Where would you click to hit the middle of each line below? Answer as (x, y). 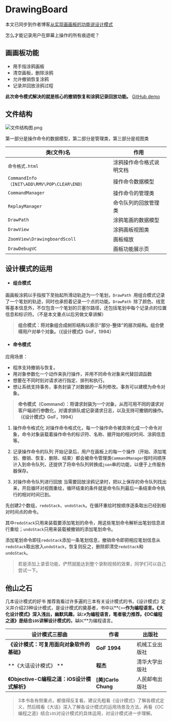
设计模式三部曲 (49, 635)
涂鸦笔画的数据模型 (136, 220)
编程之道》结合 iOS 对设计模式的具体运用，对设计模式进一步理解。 (86, 713)
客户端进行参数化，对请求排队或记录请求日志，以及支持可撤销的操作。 (92, 411)
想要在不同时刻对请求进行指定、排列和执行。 (60, 380)
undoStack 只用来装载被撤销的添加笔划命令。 (70, 529)
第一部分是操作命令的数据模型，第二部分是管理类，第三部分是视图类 (77, 138)
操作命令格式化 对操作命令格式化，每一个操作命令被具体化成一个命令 (85, 428)
